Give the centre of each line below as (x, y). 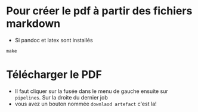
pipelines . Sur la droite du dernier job (61, 97)
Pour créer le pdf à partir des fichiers (99, 11)
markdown (33, 24)
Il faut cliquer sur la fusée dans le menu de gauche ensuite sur (91, 91)
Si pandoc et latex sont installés (54, 40)
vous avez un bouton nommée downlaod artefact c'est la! (86, 104)
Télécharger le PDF (54, 75)
